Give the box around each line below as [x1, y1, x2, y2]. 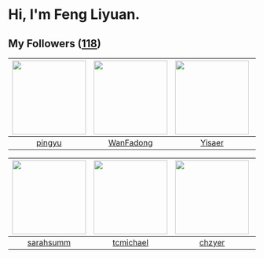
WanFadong [108, 138, 153, 148]
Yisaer [200, 138, 224, 148]
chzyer [199, 238, 225, 248]
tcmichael [112, 238, 149, 248]
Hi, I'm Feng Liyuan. [8, 6, 140, 24]
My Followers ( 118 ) [8, 37, 101, 50]
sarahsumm [27, 238, 71, 248]
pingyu [36, 138, 62, 148]
